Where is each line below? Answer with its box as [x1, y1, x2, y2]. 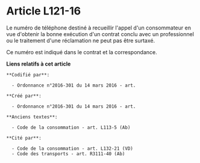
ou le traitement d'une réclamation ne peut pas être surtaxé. [6, 37, 155, 44]
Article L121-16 [6, 4, 81, 18]
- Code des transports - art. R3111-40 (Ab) [11, 150, 125, 157]
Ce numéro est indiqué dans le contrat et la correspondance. [6, 48, 158, 55]
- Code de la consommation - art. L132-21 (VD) [11, 146, 134, 152]
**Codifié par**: [6, 72, 50, 78]
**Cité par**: [6, 135, 42, 141]
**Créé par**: [6, 93, 42, 99]
